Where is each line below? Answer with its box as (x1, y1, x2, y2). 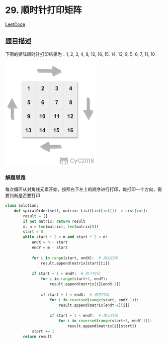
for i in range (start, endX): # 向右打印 (31, 256, 118, 260)
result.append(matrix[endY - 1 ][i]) (58, 303, 130, 308)
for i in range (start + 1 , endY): (40, 276, 108, 281)
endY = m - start (31, 245, 68, 250)
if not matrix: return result (23, 219, 85, 224)
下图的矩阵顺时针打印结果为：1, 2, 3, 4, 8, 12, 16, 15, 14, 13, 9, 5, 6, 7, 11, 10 (5, 51, 155, 57)
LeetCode (5, 21, 26, 27)
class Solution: (5, 203, 39, 208)
